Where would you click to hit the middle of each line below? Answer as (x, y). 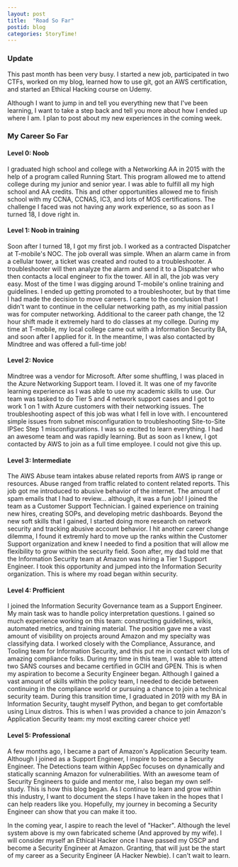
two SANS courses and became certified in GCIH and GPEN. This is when (115, 666)
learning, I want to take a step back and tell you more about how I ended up (118, 110)
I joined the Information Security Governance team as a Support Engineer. (115, 606)
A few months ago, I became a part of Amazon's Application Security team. (117, 751)
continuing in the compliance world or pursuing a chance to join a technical (117, 689)
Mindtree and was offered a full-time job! (67, 344)
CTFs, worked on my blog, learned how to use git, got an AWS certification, (118, 82)
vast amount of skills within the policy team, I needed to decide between (113, 681)
